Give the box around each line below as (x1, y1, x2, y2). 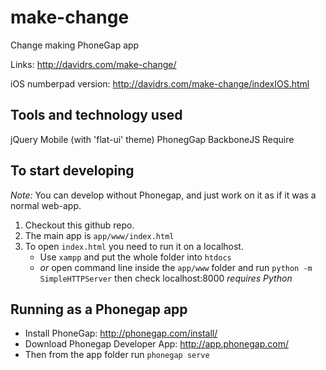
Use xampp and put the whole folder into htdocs (39, 251, 232, 263)
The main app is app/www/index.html (24, 229, 175, 241)
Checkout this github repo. (24, 219, 135, 231)
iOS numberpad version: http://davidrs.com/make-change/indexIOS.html (10, 77, 310, 90)
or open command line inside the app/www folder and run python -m (39, 261, 313, 273)
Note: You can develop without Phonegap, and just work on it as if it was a (10, 189, 317, 201)
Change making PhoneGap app (10, 39, 140, 51)
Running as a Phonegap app (10, 301, 188, 318)
